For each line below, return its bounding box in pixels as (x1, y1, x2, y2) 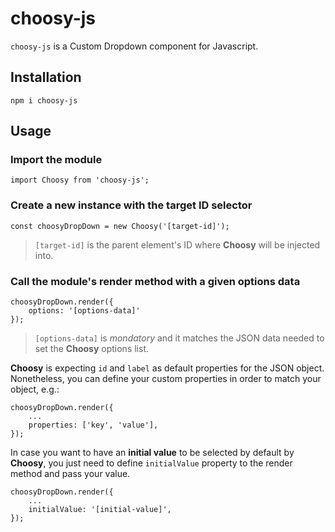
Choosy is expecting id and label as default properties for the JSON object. (10, 362, 325, 374)
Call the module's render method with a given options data (10, 274, 301, 288)
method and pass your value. (10, 468, 131, 480)
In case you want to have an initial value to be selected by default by (10, 447, 295, 459)
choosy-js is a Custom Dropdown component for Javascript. (10, 40, 259, 52)
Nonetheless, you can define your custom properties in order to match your (10, 373, 322, 385)
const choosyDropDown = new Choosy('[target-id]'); (10, 221, 230, 231)
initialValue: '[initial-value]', (28, 505, 172, 515)
